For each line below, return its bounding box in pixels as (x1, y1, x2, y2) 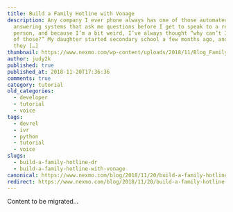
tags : (7, 113, 23, 120)
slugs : (7, 152, 26, 160)
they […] (13, 42, 39, 49)
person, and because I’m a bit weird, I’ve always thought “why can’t (13, 29, 222, 37)
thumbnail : (7, 49, 39, 56)
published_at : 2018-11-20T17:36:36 (7, 68, 110, 75)
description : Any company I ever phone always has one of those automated (7, 17, 228, 24)
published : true (7, 62, 54, 69)
